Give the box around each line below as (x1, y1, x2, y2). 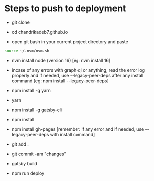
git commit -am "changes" (11, 151, 67, 157)
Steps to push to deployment (4, 3, 126, 14)
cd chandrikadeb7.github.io (11, 29, 68, 35)
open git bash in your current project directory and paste (11, 38, 129, 45)
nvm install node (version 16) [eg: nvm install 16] (11, 57, 111, 63)
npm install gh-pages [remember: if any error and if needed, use (11, 126, 144, 132)
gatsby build (11, 160, 38, 166)
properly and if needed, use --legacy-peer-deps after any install (11, 72, 144, 78)
